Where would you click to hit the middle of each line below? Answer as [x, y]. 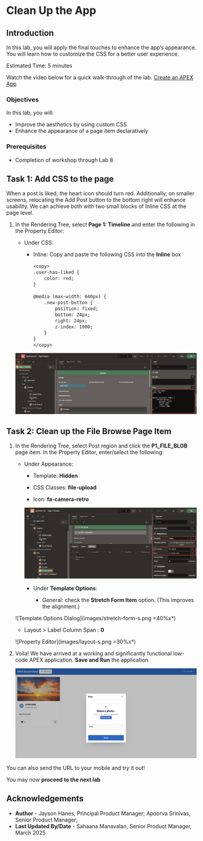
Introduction [30, 33]
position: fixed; [76, 309]
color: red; [59, 279]
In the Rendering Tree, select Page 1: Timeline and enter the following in [105, 224]
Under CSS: [39, 243]
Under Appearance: [49, 464]
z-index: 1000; [74, 327]
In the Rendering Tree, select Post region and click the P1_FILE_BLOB [101, 446]
